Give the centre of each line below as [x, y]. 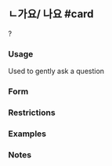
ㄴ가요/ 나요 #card [51, 14]
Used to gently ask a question [56, 71]
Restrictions [32, 113]
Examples [27, 134]
